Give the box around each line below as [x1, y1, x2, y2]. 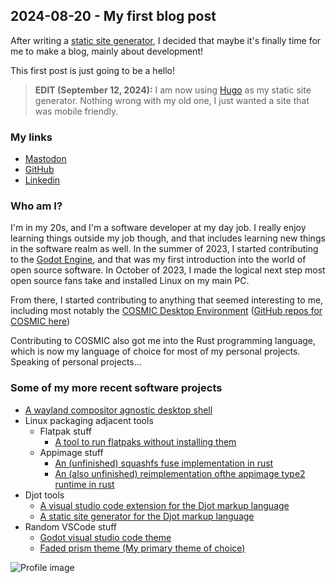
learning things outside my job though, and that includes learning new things [10, 232, 326, 244]
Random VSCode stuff [24, 520, 118, 533]
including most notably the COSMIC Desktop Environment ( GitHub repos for [10, 305, 323, 317]
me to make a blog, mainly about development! [10, 45, 203, 57]
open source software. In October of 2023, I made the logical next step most [10, 264, 326, 276]
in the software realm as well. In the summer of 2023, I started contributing [10, 243, 319, 255]
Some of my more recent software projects [10, 381, 223, 395]
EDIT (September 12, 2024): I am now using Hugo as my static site [34, 84, 312, 96]
